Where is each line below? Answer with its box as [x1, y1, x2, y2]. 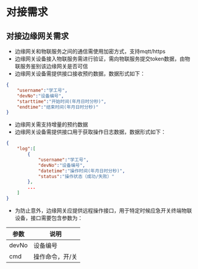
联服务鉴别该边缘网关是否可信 [14, 63, 88, 69]
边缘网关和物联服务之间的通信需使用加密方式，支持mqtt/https [14, 48, 166, 55]
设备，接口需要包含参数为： [14, 214, 83, 221]
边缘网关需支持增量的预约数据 [14, 121, 88, 128]
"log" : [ [17, 146, 36, 152]
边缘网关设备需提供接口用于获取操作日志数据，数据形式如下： [14, 128, 166, 135]
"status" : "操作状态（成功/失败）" [37, 173, 115, 179]
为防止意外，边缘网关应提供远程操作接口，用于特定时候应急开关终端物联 [14, 207, 192, 214]
